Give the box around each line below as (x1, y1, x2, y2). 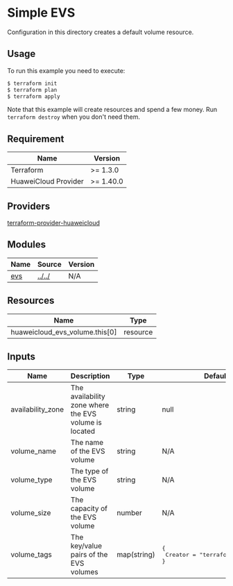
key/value (70, 541, 103, 551)
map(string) (116, 550, 156, 560)
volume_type (10, 475, 53, 485)
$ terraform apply (7, 92, 60, 100)
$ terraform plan (7, 86, 58, 93)
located (70, 426, 96, 436)
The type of (70, 466, 109, 476)
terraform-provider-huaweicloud (7, 219, 101, 227)
